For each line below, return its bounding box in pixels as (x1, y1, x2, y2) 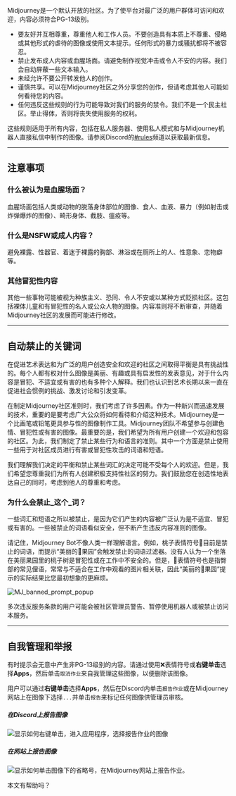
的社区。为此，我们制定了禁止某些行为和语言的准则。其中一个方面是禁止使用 (7, 437, 229, 445)
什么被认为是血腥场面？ (7, 185, 86, 195)
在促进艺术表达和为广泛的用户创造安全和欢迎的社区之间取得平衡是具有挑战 (7, 360, 223, 368)
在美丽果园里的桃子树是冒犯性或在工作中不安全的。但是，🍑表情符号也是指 (7, 556, 221, 565)
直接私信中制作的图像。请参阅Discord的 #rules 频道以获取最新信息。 (19, 133, 214, 141)
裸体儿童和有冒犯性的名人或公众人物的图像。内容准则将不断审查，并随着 (13, 302, 223, 311)
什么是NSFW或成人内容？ (7, 230, 94, 240)
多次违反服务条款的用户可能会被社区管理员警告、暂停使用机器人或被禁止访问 (7, 602, 229, 611)
